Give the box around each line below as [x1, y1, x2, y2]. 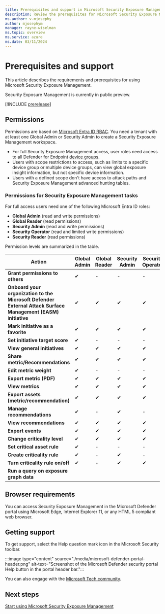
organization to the [7, 290, 53, 297]
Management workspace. [5, 139, 57, 145]
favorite [7, 329, 27, 336]
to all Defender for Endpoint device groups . [12, 154, 100, 160]
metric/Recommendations [7, 359, 70, 366]
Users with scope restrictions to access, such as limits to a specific [12, 159, 148, 165]
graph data [7, 474, 34, 480]
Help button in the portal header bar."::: [5, 566, 84, 572]
